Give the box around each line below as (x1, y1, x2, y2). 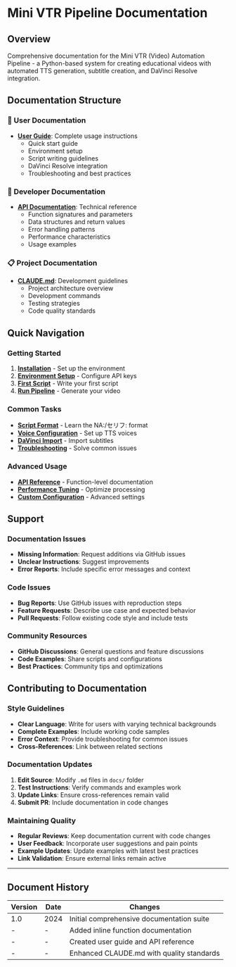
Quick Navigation (7, 327, 85, 339)
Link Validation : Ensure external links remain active (17, 854, 166, 863)
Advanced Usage (7, 461, 67, 471)
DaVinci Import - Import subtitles (17, 437, 114, 445)
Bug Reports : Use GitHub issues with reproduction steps (17, 599, 183, 607)
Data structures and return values (27, 217, 126, 226)
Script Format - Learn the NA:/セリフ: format (17, 421, 148, 430)
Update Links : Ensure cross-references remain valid (17, 790, 170, 799)
